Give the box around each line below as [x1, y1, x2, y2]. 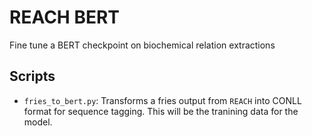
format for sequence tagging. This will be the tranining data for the [23, 105, 299, 117]
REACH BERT [9, 6, 120, 29]
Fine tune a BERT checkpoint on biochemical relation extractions [9, 39, 276, 51]
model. [23, 116, 53, 128]
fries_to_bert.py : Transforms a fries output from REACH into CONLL [23, 94, 302, 106]
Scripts [9, 68, 56, 85]
